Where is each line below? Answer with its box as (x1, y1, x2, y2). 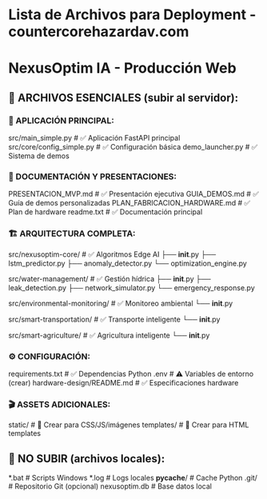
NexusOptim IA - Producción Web (8, 59, 237, 78)
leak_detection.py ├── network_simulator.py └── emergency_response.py (8, 282, 256, 293)
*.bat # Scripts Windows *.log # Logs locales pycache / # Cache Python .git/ (8, 473, 258, 483)
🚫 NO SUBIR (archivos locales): (8, 452, 165, 465)
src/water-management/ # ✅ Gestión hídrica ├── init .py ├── (8, 273, 211, 283)
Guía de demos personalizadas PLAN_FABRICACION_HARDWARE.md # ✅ (8, 198, 250, 208)
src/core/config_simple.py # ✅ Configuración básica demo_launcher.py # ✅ (8, 142, 258, 152)
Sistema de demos (8, 151, 70, 161)
